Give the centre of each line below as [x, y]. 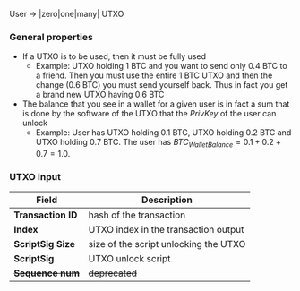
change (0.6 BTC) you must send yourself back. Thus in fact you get [162, 85]
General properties [51, 37]
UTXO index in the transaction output [166, 230]
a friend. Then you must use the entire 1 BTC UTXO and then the [154, 75]
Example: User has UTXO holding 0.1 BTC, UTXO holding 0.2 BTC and [163, 133]
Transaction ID [46, 215]
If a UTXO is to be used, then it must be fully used [114, 56]
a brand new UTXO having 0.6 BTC [100, 95]
